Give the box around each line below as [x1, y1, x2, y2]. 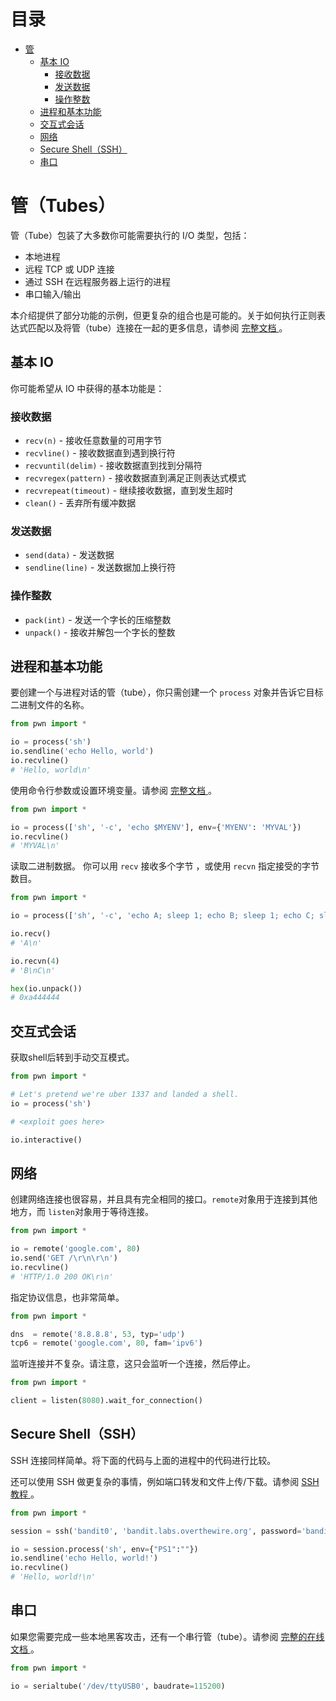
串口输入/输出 [24, 288, 82, 300]
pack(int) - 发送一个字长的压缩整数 [24, 613, 172, 625]
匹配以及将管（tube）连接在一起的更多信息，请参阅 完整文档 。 [27, 321, 288, 334]
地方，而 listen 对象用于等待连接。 [10, 1206, 154, 1218]
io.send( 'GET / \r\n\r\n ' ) [10, 1253, 118, 1264]
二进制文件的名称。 [10, 699, 90, 711]
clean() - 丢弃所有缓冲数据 [24, 496, 137, 509]
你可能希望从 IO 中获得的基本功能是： [10, 382, 165, 394]
